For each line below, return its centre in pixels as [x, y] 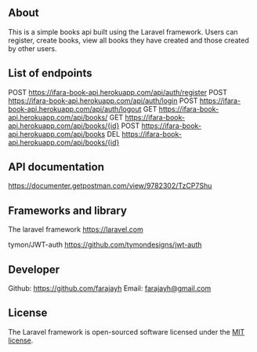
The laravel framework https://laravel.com [76, 229]
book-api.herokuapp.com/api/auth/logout [75, 108]
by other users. [33, 48]
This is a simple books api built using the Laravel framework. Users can [123, 31]
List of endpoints [50, 73]
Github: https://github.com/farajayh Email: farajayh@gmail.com [110, 288]
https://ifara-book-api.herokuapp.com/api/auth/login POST [103, 101]
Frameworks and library [68, 210]
